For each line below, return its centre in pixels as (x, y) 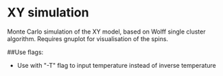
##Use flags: (25, 52)
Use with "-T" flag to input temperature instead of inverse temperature (116, 65)
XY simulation (48, 13)
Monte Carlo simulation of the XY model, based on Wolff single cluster (106, 31)
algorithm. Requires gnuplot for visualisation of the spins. (88, 38)
